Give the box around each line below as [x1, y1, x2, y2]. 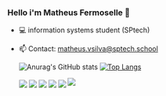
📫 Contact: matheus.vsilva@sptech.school [18, 44, 158, 54]
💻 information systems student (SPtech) [18, 25, 150, 35]
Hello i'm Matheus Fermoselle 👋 [7, 7, 131, 18]
